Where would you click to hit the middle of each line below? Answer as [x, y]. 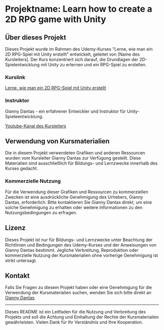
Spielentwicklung [22, 65]
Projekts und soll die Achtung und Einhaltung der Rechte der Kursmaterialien [82, 317]
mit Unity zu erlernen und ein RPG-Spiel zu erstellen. [94, 65]
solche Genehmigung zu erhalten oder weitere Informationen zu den [74, 207]
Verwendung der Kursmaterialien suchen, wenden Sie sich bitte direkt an [78, 293]
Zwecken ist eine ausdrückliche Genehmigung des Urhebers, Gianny [74, 197]
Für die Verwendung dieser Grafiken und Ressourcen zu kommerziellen [77, 192]
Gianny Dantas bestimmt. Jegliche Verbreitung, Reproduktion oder [72, 250]
